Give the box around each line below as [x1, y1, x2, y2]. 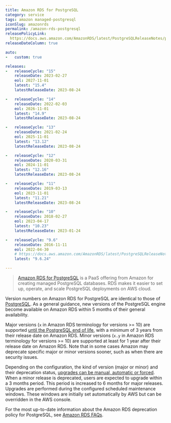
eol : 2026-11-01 [14, 106, 49, 111]
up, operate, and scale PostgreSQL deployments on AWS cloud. [17, 286, 152, 292]
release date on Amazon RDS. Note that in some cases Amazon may [5, 343, 149, 349]
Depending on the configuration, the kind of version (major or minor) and [5, 364, 158, 370]
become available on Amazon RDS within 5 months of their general [5, 306, 146, 312]
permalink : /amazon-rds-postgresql [5, 27, 81, 32]
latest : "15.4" [14, 83, 47, 88]
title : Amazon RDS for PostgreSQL [5, 7, 79, 13]
